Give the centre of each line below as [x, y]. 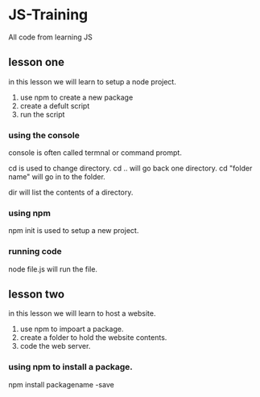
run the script [42, 114]
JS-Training [48, 15]
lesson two [37, 295]
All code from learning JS [50, 37]
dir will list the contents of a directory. [71, 192]
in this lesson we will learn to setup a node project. [93, 81]
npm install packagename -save [61, 384]
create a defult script [55, 105]
